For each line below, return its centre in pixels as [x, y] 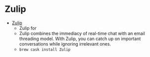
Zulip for [28, 28]
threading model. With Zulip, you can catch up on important [80, 39]
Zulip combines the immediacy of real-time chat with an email [82, 33]
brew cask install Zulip [45, 50]
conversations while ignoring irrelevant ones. [65, 44]
